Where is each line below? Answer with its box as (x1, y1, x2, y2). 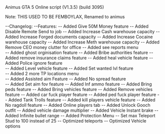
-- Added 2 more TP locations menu (5, 71, 79, 76)
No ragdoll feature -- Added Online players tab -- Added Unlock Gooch (5, 102, 151, 108)
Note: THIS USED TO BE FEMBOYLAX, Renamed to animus (5, 14, 125, 19)
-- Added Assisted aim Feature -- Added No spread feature (5, 76, 126, 82)
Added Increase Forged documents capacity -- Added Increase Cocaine (5, 34, 153, 40)
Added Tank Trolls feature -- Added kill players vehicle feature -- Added (8, 97, 156, 103)
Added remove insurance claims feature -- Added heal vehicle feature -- (5, 55, 154, 61)
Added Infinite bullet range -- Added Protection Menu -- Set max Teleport (5, 113, 156, 118)
